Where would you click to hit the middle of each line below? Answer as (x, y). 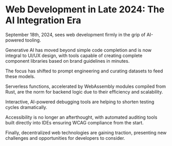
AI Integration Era (43, 20)
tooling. (33, 40)
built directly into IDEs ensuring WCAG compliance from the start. (74, 122)
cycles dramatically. (26, 107)
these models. (20, 76)
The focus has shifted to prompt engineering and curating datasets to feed (84, 71)
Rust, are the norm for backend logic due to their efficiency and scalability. (84, 92)
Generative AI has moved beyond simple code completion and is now (79, 50)
